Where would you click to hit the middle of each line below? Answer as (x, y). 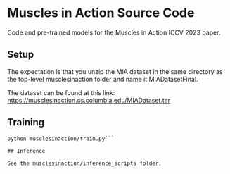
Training (26, 122)
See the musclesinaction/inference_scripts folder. (84, 163)
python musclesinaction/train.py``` (61, 139)
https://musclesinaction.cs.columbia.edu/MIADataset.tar (89, 100)
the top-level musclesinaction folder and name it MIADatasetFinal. (103, 79)
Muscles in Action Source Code (101, 13)
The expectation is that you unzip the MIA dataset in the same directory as (115, 71)
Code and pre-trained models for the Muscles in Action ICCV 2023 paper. (114, 32)
